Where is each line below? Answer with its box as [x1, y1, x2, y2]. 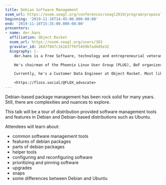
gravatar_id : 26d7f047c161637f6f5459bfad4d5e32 [9, 44, 110, 49]
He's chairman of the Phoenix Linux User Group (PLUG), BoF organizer [14, 62, 163, 67]
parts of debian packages [12, 144, 65, 149]
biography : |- [9, 49, 39, 54]
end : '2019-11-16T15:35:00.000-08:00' [5, 21, 85, 26]
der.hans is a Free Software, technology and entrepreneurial [14, 53, 145, 59]
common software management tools [12, 133, 89, 139]
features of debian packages [12, 138, 71, 144]
